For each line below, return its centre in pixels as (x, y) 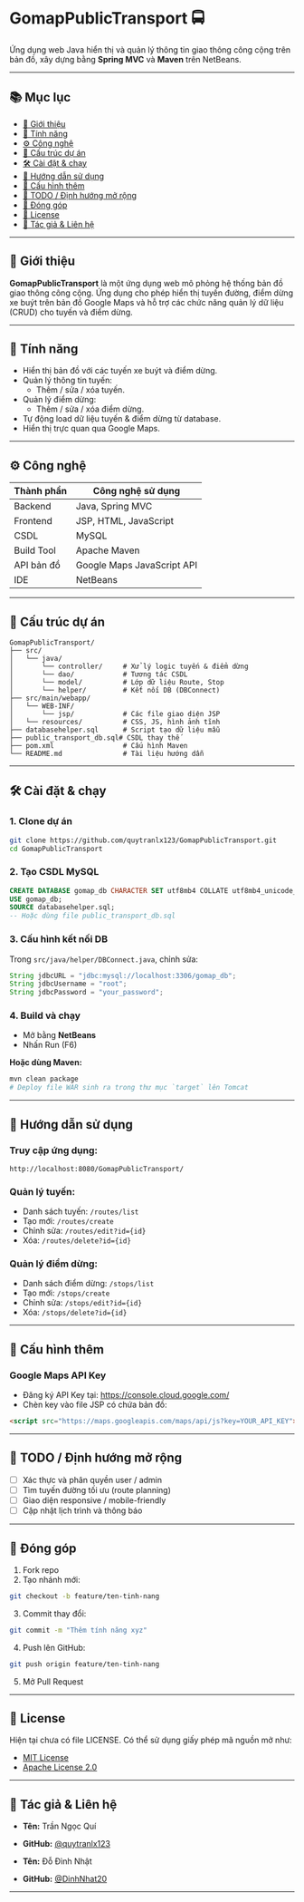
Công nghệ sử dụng (137, 491)
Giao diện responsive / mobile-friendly (94, 1500)
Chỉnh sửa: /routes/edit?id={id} (84, 1231)
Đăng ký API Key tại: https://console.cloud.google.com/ (126, 1395)
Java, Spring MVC (114, 507)
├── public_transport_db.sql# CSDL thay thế (95, 738)
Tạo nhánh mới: (51, 1579)
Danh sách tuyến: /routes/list (81, 1211)
